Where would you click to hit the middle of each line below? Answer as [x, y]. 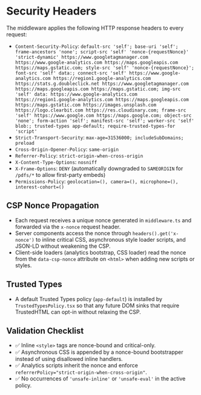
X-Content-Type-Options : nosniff [56, 162]
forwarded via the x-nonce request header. [68, 227]
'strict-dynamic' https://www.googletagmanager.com [81, 57]
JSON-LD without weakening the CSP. [63, 246]
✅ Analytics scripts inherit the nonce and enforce [76, 365]
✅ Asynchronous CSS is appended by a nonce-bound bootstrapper [99, 352]
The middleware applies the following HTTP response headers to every [95, 28]
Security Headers [51, 11]
